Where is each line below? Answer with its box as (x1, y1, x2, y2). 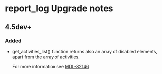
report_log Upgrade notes (5, 3, 113, 14)
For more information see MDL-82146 (12, 63, 89, 69)
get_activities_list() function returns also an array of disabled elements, (12, 48, 158, 54)
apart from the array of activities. (12, 54, 80, 60)
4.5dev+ (5, 23, 32, 31)
